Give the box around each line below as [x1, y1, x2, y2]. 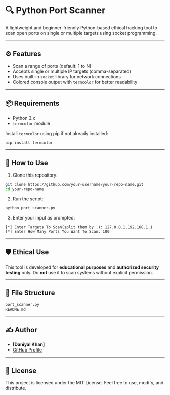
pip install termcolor [5, 140, 53, 145]
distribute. [5, 385, 27, 391]
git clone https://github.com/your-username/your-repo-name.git [5, 182, 144, 187]
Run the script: [12, 196, 44, 202]
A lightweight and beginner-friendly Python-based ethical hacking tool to [5, 24, 158, 31]
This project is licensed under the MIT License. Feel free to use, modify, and [5, 380, 164, 386]
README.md [5, 306, 26, 312]
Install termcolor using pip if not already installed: [5, 130, 109, 136]
